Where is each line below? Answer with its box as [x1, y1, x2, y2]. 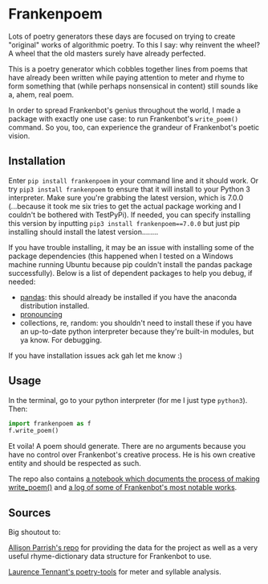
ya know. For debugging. [19, 335, 103, 344]
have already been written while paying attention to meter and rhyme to [8, 72, 245, 82]
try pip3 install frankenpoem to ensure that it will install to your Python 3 [8, 184, 251, 194]
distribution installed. [19, 301, 90, 311]
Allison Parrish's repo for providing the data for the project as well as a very [8, 543, 258, 553]
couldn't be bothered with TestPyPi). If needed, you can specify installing [8, 210, 251, 220]
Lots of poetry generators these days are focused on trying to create [8, 31, 236, 41]
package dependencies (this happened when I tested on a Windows [8, 251, 233, 261]
